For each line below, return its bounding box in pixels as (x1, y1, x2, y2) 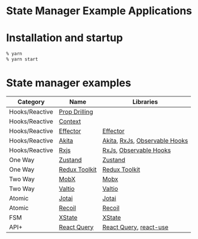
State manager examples (6, 76, 131, 90)
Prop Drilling (59, 108, 93, 116)
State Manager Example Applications (6, 4, 192, 18)
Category (17, 98, 45, 106)
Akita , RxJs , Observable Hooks (102, 136, 188, 144)
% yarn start (6, 56, 38, 62)
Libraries (132, 98, 158, 106)
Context (59, 117, 81, 125)
